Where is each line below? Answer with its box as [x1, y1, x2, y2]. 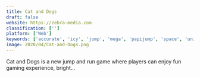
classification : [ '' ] [6, 25, 60, 31]
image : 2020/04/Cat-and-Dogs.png [6, 42, 89, 48]
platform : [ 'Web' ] [6, 31, 52, 37]
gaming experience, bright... [6, 64, 76, 71]
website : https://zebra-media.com [6, 20, 92, 25]
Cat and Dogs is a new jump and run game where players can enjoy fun [6, 57, 182, 65]
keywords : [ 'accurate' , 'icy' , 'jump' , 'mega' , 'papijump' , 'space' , [6, 36, 183, 42]
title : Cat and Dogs [6, 8, 58, 15]
